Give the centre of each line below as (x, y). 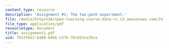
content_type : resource (30, 10)
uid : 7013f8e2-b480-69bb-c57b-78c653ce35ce (52, 38)
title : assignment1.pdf (30, 33)
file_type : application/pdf (35, 24)
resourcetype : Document (30, 28)
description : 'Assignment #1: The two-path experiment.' (66, 14)
